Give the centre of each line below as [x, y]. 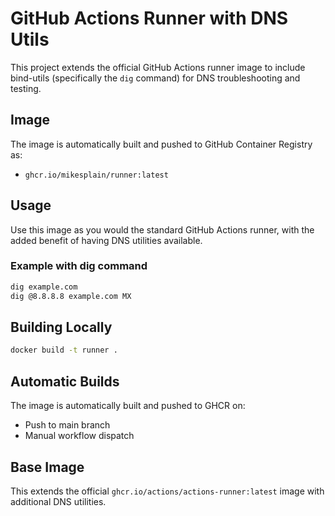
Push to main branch [67, 425]
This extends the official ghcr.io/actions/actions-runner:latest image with [167, 491]
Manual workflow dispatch [79, 436]
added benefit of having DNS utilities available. [106, 240]
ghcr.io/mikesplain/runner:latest [96, 175]
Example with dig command [79, 266]
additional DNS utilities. [58, 501]
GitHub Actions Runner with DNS [149, 18]
